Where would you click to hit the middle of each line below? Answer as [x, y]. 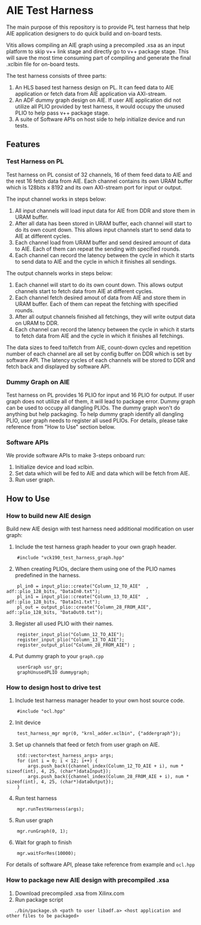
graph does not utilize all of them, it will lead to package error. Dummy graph [101, 401]
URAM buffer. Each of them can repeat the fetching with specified [96, 304]
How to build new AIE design [49, 516]
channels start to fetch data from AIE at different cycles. [84, 291]
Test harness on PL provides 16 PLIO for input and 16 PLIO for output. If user [100, 395]
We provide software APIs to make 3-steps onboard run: [76, 456]
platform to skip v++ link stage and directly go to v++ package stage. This [97, 51]
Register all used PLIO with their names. [64, 623]
